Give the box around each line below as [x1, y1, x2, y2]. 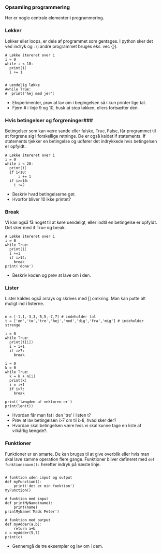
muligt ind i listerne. [5, 301, 44, 306]
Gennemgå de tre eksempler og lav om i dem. [12, 543, 103, 549]
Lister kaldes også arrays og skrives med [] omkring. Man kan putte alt [5, 296, 146, 302]
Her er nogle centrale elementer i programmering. [5, 15, 104, 21]
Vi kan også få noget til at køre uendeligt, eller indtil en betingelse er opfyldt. [5, 219, 157, 225]
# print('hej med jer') [5, 91, 55, 96]
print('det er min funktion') [14, 483, 75, 488]
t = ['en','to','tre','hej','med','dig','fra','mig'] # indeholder [5, 319, 144, 323]
